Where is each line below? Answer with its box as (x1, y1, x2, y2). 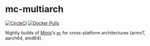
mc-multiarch (5, 3, 64, 15)
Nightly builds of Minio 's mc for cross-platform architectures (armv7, (5, 29, 145, 35)
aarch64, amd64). (5, 35, 43, 41)
